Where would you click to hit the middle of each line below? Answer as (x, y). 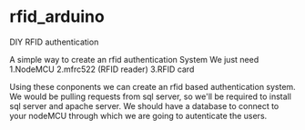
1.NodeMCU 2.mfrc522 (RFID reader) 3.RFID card (102, 69)
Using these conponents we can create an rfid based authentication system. (152, 86)
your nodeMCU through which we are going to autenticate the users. (138, 115)
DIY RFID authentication (54, 42)
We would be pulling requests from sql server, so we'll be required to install (150, 96)
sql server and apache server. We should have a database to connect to (144, 105)
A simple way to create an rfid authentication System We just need (134, 59)
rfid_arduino (57, 17)
